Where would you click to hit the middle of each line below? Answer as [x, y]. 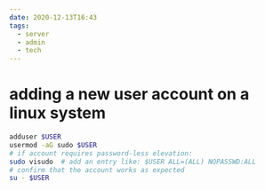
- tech [29, 51]
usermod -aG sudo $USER [53, 145]
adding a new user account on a [129, 95]
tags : [19, 26]
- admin [32, 42]
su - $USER [29, 178]
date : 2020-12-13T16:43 [53, 17]
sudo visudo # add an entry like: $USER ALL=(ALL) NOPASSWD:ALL [132, 162]
